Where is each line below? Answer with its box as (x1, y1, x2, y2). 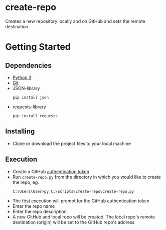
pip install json (12, 95, 49, 100)
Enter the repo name (12, 203, 55, 209)
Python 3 (12, 74, 32, 81)
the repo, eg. (12, 179, 39, 185)
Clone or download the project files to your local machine (12, 140, 131, 146)
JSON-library (12, 85, 40, 91)
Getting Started (5, 41, 71, 53)
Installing (5, 127, 35, 136)
